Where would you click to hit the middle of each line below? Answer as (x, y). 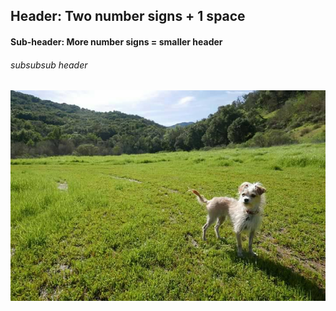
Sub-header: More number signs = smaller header (116, 41)
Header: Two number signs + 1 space (128, 16)
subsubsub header (49, 65)
